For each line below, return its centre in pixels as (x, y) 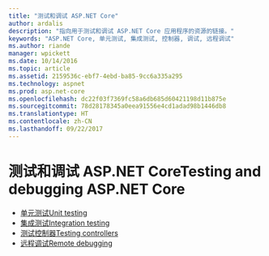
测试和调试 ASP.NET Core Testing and (135, 171)
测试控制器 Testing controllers (69, 233)
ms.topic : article (39, 69)
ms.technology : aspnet (47, 83)
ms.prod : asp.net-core (47, 91)
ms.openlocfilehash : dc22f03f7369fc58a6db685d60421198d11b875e (117, 99)
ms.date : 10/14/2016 (43, 62)
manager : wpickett (39, 53)
